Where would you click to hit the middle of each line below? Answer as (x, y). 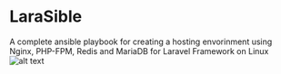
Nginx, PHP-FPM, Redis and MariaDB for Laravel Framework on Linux (139, 51)
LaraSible (46, 17)
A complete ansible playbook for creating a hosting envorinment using (141, 42)
